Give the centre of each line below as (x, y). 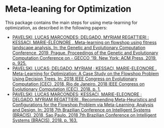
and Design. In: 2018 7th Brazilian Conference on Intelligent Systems (81, 110)
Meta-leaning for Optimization (68, 9)
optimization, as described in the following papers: (56, 27)
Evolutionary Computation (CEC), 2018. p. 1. (56, 89)
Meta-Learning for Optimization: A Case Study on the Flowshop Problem (85, 73)
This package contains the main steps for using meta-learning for (71, 22)
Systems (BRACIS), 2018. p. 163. (45, 120)
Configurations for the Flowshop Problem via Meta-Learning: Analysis (83, 105)
